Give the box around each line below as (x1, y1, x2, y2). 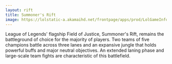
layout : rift (5, 7, 33, 13)
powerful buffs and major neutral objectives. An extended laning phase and (5, 47, 164, 54)
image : (5, 17, 19, 22)
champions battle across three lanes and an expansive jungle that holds (5, 42, 157, 48)
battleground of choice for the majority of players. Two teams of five (5, 36, 149, 42)
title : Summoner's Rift (5, 12, 56, 17)
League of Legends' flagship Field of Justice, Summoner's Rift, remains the (5, 31, 164, 37)
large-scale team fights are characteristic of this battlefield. (5, 53, 131, 59)
